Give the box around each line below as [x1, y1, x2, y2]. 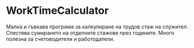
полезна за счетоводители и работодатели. [6, 35, 115, 42]
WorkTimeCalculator [6, 4, 109, 17]
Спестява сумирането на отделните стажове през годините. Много [6, 29, 175, 36]
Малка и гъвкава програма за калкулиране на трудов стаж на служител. [6, 23, 189, 30]
